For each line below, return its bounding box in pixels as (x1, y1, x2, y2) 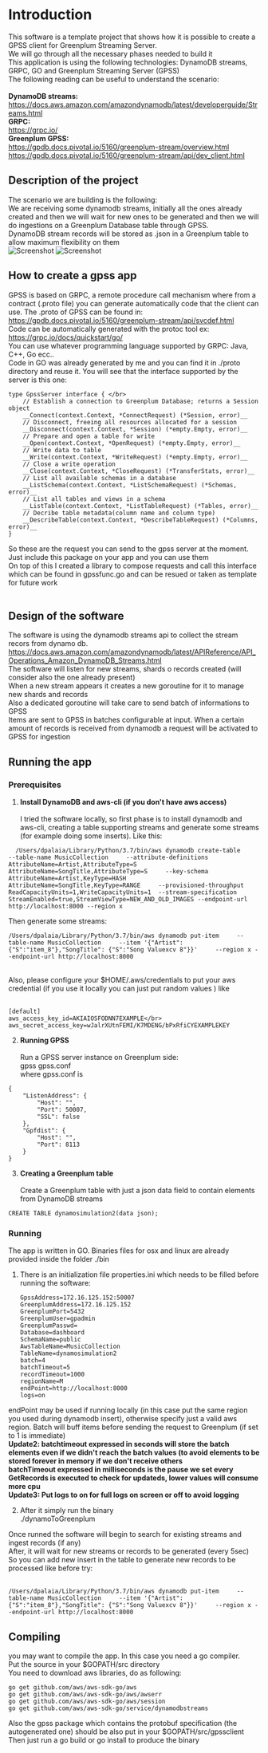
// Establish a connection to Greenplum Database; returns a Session (22, 397, 259, 405)
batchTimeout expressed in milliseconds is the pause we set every (8, 1465, 234, 1475)
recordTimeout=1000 (19, 1370, 85, 1379)
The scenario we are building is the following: (8, 195, 158, 204)
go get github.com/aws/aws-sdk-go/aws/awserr (8, 1691, 162, 1699)
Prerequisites (8, 779, 61, 790)
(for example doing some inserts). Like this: (19, 831, 163, 841)
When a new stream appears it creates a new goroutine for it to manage (8, 681, 245, 691)
